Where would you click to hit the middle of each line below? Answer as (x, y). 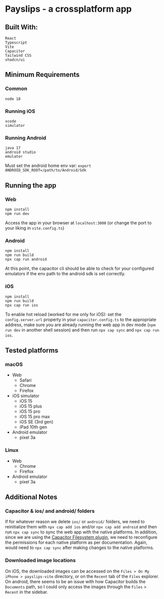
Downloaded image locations (40, 560)
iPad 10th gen (33, 427)
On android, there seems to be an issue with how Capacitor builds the (75, 581)
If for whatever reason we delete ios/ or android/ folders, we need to (75, 522)
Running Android (26, 138)
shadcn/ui (15, 60)
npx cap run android (26, 260)
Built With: (22, 27)
